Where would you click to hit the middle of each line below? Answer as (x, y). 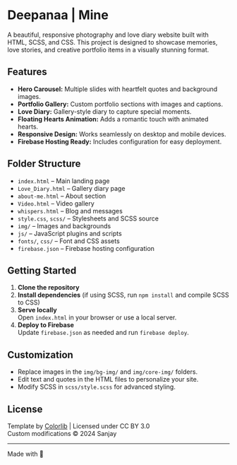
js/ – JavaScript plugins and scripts (69, 233)
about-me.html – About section (62, 196)
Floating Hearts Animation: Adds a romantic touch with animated (113, 119)
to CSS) (29, 302)
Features (27, 72)
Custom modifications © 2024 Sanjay (62, 434)
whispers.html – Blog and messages (70, 211)
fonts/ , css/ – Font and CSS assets (68, 241)
